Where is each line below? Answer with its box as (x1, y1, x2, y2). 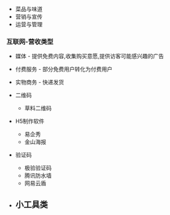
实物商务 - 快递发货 (15, 78, 64, 86)
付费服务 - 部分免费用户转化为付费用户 (15, 66, 113, 73)
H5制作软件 (15, 118, 45, 125)
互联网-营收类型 (6, 37, 54, 46)
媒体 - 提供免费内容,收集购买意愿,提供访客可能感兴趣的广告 (15, 53, 164, 60)
